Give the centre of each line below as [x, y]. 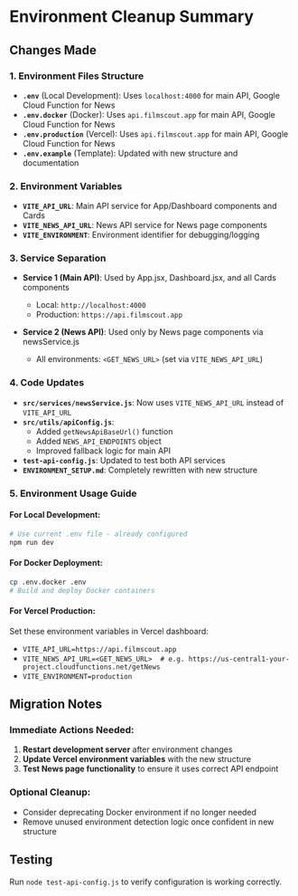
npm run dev [32, 542]
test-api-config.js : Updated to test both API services [124, 460]
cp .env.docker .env [48, 582]
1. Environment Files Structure [77, 76]
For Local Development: [55, 515]
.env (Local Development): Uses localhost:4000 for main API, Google [151, 95]
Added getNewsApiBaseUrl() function [104, 431]
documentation [51, 162]
